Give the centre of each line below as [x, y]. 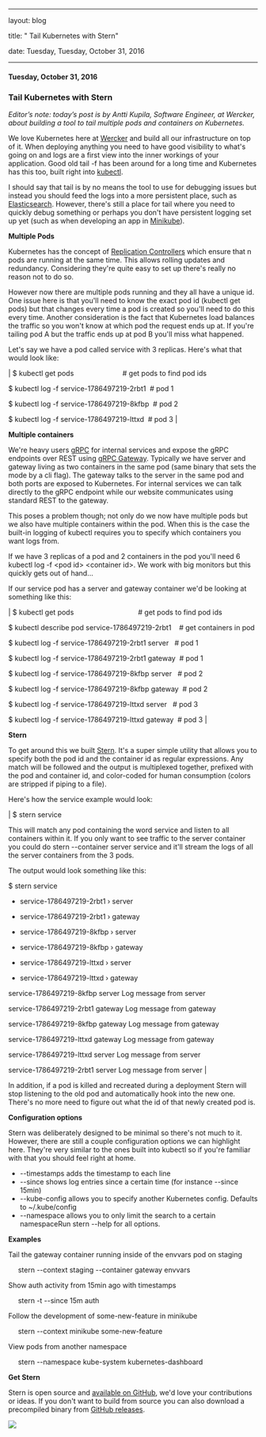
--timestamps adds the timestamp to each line [95, 1173]
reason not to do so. [41, 276]
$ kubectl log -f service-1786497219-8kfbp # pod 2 [93, 404]
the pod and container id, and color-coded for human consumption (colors [129, 775]
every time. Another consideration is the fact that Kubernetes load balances [131, 317]
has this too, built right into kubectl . [66, 172]
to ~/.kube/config [48, 1207]
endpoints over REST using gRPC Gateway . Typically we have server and [127, 458]
